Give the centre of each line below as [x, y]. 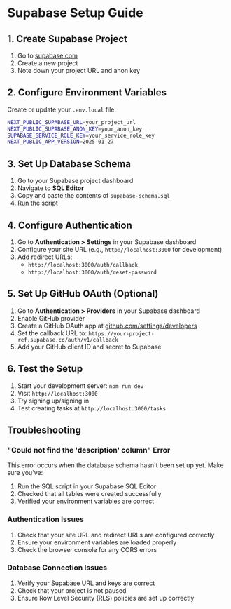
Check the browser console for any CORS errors [87, 549]
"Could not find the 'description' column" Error [89, 450]
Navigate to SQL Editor [50, 188]
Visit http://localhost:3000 [57, 393]
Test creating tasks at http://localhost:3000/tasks [92, 408]
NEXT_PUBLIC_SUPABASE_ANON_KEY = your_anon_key [75, 129]
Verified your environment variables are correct [86, 501]
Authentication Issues [45, 519]
